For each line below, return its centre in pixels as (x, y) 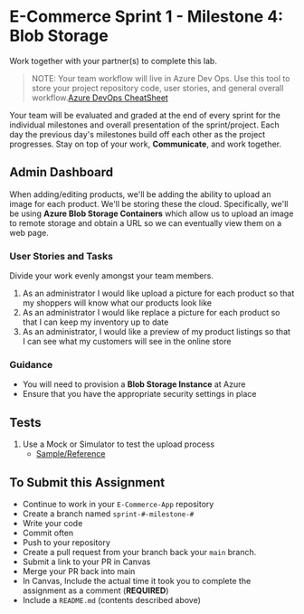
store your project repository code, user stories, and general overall (157, 88)
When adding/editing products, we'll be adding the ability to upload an (140, 194)
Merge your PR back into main (79, 571)
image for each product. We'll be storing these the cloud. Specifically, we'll (149, 203)
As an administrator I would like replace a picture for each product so (151, 313)
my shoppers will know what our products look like (117, 303)
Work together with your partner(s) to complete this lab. (113, 61)
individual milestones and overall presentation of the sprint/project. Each (144, 125)
